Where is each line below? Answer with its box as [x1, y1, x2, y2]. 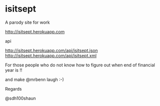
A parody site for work [5, 19, 50, 25]
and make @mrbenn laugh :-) [5, 76, 64, 82]
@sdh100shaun [5, 95, 36, 101]
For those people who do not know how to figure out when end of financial [5, 62, 155, 68]
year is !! [5, 67, 22, 73]
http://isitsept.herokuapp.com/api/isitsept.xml [5, 52, 97, 59]
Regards [5, 86, 22, 91]
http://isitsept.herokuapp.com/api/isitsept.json [5, 47, 98, 53]
